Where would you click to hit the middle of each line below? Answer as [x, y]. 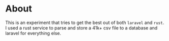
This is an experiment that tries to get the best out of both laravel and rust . [85, 22]
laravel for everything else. [33, 33]
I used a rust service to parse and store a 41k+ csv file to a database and [81, 27]
